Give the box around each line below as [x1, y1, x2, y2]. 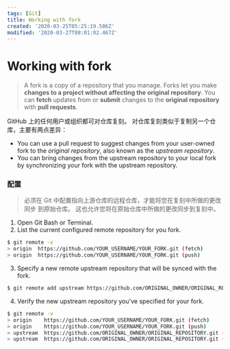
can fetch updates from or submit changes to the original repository [23, 96, 220, 104]
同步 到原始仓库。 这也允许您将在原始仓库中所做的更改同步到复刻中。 [23, 205, 220, 213]
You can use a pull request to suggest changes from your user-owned [16, 140, 215, 148]
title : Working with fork [7, 16, 81, 23]
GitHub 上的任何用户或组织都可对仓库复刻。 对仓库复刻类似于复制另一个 [7, 117, 210, 125]
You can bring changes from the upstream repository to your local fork [16, 154, 217, 162]
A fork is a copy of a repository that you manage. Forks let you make [23, 81, 218, 90]
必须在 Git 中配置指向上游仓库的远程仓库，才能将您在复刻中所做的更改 [23, 196, 222, 205]
